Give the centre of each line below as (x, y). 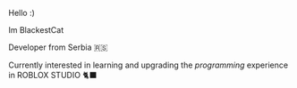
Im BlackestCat (36, 30)
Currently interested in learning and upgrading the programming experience (148, 65)
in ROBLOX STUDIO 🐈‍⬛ (53, 75)
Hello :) (21, 13)
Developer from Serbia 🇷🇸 (58, 47)
